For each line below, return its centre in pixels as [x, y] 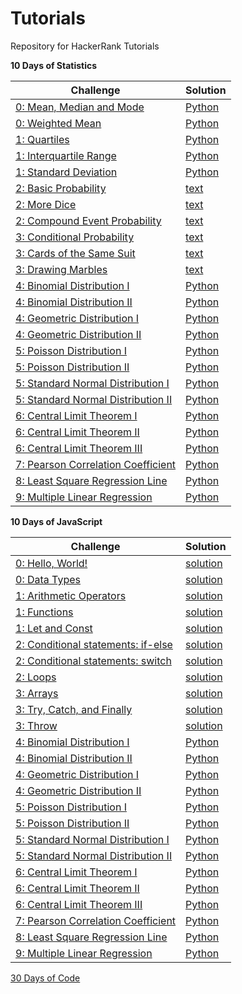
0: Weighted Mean [58, 123]
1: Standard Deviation [66, 172]
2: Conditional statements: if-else [94, 644]
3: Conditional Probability [75, 237]
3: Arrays [37, 693]
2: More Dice [46, 204]
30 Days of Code [45, 978]
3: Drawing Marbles [61, 269]
